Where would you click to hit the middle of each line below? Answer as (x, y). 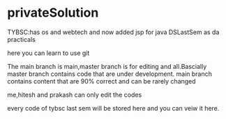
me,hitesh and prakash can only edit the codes (75, 95)
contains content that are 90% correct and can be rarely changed (102, 81)
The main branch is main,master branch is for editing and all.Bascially (107, 66)
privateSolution (53, 13)
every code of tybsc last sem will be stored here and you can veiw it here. (113, 108)
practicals (22, 39)
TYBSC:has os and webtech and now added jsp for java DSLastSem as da (113, 32)
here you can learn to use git (48, 53)
